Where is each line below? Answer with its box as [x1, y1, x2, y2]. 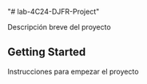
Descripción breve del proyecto [7, 22, 111, 31]
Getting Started [7, 46, 86, 59]
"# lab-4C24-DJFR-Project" [7, 7, 100, 16]
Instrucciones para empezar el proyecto [7, 66, 139, 76]
